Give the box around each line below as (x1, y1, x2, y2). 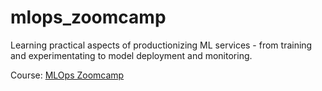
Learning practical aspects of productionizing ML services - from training (10, 39, 313, 51)
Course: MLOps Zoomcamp (10, 69, 125, 81)
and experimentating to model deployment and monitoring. (10, 49, 253, 61)
